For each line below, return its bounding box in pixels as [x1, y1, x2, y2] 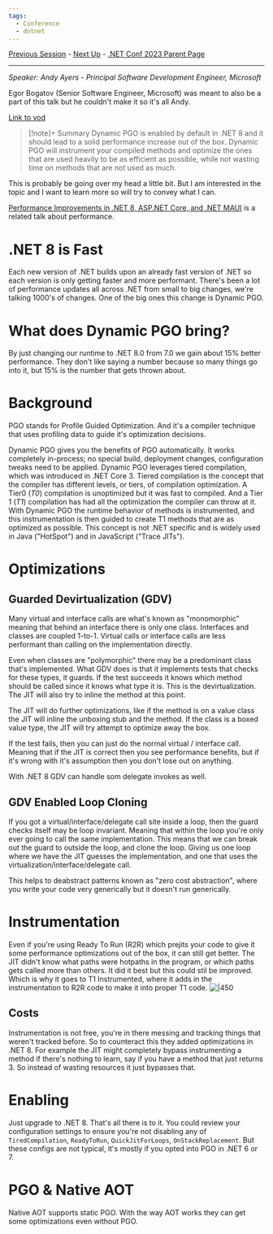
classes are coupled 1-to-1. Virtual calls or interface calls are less [8, 631, 226, 641]
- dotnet [15, 27, 45, 35]
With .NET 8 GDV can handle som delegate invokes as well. [8, 772, 207, 782]
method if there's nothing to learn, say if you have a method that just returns [8, 1054, 264, 1063]
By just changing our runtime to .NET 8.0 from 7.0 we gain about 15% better [8, 349, 262, 358]
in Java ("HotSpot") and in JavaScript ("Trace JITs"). [8, 531, 185, 541]
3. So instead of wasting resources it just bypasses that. [8, 1062, 197, 1072]
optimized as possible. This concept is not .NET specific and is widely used [8, 523, 261, 533]
